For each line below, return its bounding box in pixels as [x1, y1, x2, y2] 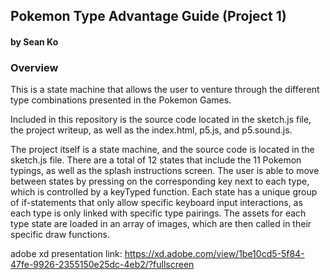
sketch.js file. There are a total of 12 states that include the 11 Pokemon [10, 154, 302, 166]
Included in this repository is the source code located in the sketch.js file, [10, 114, 312, 126]
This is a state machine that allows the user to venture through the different [10, 84, 320, 96]
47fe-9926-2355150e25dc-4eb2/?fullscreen [10, 259, 195, 271]
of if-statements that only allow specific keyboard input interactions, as [10, 197, 303, 209]
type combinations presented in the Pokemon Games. [10, 94, 232, 106]
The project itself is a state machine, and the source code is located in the [10, 144, 315, 156]
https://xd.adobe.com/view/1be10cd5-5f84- [124, 248, 305, 260]
